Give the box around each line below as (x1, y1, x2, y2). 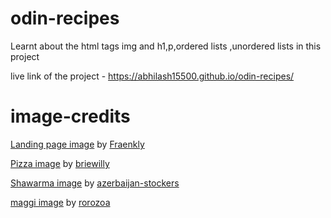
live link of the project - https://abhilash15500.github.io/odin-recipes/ (10, 70, 295, 82)
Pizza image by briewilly (10, 157, 110, 169)
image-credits (10, 105, 131, 128)
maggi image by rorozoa (10, 196, 111, 208)
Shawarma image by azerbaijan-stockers (10, 177, 180, 189)
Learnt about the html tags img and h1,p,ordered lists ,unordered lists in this (10, 40, 322, 52)
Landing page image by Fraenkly (10, 138, 145, 150)
